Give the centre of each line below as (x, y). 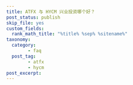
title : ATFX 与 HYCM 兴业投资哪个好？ (51, 12)
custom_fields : (25, 28)
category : (24, 45)
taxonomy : (19, 40)
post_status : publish (33, 17)
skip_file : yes (25, 23)
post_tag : (24, 56)
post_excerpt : (24, 73)
